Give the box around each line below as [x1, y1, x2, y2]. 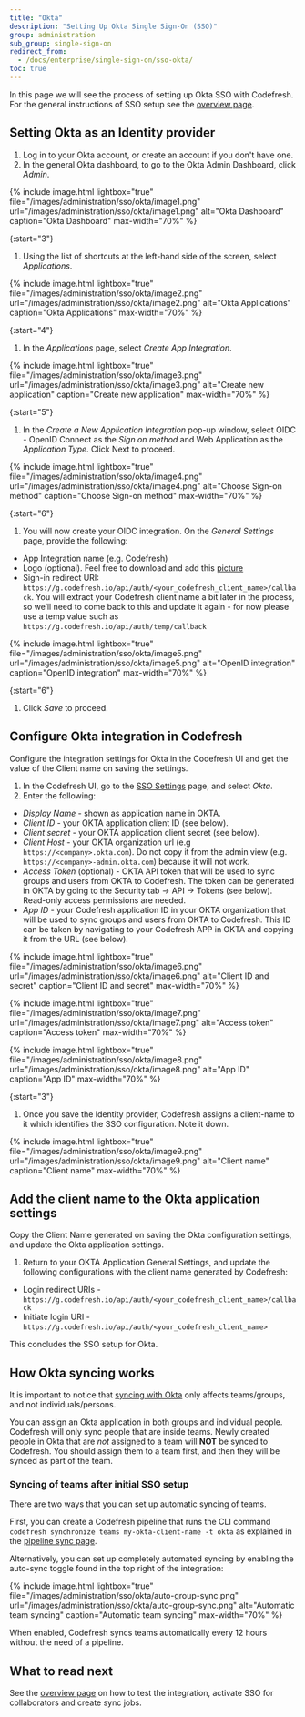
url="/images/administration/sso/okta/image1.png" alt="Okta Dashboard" [9, 206, 284, 217]
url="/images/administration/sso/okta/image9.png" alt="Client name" [9, 1155, 270, 1166]
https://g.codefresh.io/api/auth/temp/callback [22, 622, 207, 631]
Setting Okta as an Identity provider [9, 125, 216, 141]
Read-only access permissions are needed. [22, 894, 187, 906]
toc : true [9, 65, 47, 74]
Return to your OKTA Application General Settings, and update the [22, 1257, 271, 1268]
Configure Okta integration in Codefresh [9, 729, 243, 745]
